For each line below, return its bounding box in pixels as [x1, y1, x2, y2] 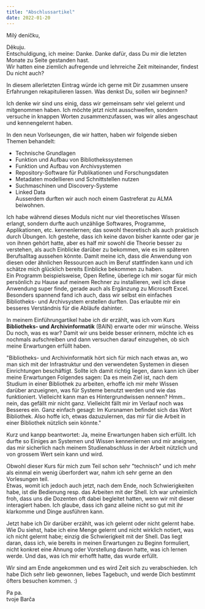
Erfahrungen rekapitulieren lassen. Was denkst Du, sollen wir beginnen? [6, 88, 188, 95]
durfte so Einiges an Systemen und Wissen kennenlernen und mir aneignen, [6, 437, 198, 444]
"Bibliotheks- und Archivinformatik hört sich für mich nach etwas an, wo [6, 354, 188, 361]
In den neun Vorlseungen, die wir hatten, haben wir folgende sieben [6, 131, 177, 138]
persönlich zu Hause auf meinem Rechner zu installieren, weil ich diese [6, 278, 186, 285]
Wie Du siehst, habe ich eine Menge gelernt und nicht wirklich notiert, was [6, 526, 194, 533]
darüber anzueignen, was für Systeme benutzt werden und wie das [6, 386, 176, 394]
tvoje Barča [6, 595, 35, 603]
